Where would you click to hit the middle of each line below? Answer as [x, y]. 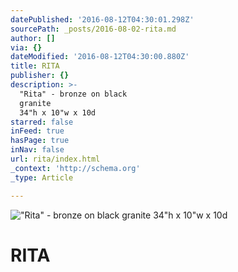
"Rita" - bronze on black [73, 94]
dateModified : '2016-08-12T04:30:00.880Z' [100, 57]
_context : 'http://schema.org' [75, 168]
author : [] [33, 38]
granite [35, 103]
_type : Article [42, 177]
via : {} [26, 47]
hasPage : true [40, 141]
